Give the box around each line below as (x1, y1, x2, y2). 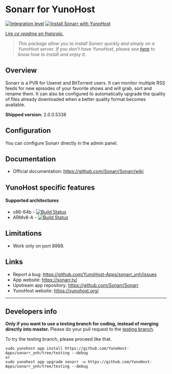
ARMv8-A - (12, 214, 37, 220)
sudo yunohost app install (5, 346, 63, 351)
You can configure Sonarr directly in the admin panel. (5, 140, 118, 146)
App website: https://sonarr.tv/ (12, 277, 78, 283)
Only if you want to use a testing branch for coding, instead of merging (5, 321, 159, 327)
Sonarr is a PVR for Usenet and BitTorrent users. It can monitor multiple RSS (5, 79, 165, 86)
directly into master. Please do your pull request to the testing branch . (5, 326, 155, 333)
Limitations (5, 229, 42, 238)
